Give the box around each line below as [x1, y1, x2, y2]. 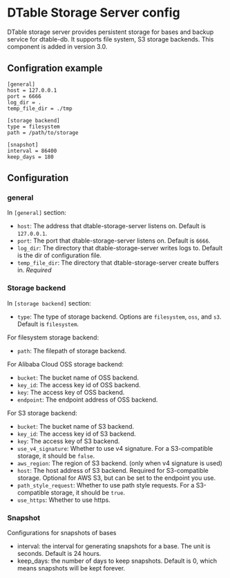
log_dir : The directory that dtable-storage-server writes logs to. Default [17, 244, 223, 252]
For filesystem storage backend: [7, 333, 99, 342]
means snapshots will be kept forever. [17, 564, 126, 572]
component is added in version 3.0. [7, 42, 108, 50]
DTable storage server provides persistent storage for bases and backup [7, 28, 214, 36]
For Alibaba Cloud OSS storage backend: [7, 360, 124, 368]
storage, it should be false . [17, 451, 95, 460]
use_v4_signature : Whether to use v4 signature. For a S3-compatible [17, 444, 213, 452]
